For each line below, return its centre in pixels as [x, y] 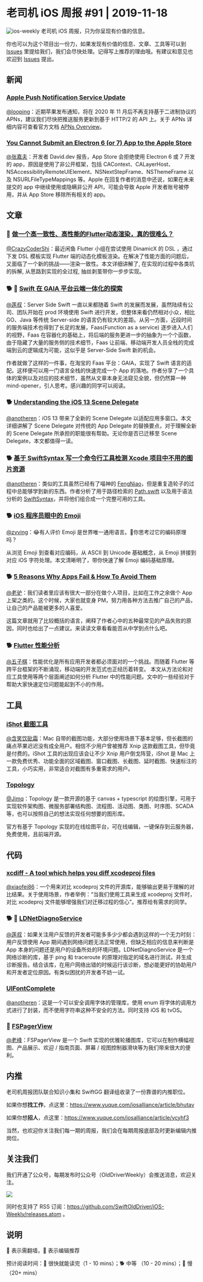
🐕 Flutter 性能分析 [33, 646]
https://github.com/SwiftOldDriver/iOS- [115, 1206]
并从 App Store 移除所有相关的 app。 [63, 194]
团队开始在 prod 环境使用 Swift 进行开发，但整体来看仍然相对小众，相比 [106, 312]
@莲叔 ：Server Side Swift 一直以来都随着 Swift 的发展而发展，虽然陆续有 [97, 305]
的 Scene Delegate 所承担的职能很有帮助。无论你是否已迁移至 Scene [92, 434]
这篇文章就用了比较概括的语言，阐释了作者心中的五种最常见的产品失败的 [96, 621]
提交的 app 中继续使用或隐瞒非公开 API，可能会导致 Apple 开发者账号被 [95, 187]
